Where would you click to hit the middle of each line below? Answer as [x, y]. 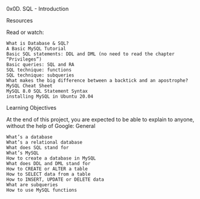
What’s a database [29, 137]
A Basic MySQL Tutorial [36, 49]
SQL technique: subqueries [40, 75]
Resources [20, 20]
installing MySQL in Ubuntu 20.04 [50, 96]
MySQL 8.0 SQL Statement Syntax [47, 91]
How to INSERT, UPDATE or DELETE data [55, 180]
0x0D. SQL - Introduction [38, 9]
